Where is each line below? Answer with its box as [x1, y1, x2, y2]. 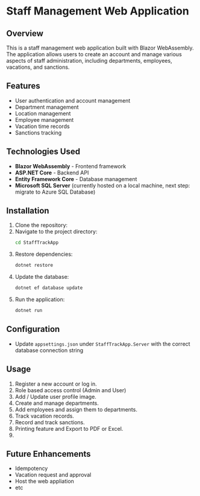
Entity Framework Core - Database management [14, 175, 137, 182]
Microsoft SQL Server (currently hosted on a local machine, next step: [14, 182, 190, 189]
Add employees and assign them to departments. [14, 405, 137, 413]
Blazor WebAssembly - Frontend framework [14, 162, 127, 170]
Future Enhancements [6, 448, 92, 459]
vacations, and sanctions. [6, 63, 70, 71]
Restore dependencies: [14, 250, 73, 258]
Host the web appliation [14, 478, 74, 485]
